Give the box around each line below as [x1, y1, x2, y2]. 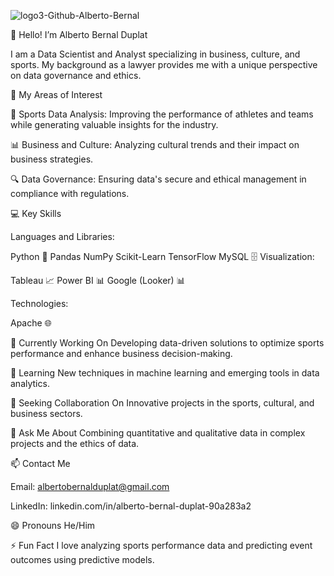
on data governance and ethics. [10, 70, 142, 81]
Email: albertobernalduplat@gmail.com [10, 481, 170, 492]
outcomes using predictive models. [10, 554, 155, 565]
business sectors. [10, 408, 83, 419]
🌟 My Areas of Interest [10, 89, 103, 100]
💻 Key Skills [10, 208, 62, 219]
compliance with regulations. [10, 188, 130, 199]
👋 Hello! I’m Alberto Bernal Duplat [10, 29, 148, 40]
